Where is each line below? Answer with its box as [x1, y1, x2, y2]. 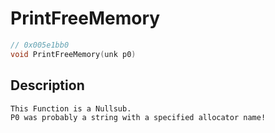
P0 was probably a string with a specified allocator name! [10, 112, 267, 122]
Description [10, 77, 85, 94]
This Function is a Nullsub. [10, 103, 132, 114]
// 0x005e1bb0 [10, 40, 70, 50]
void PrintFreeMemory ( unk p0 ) [10, 49, 137, 59]
